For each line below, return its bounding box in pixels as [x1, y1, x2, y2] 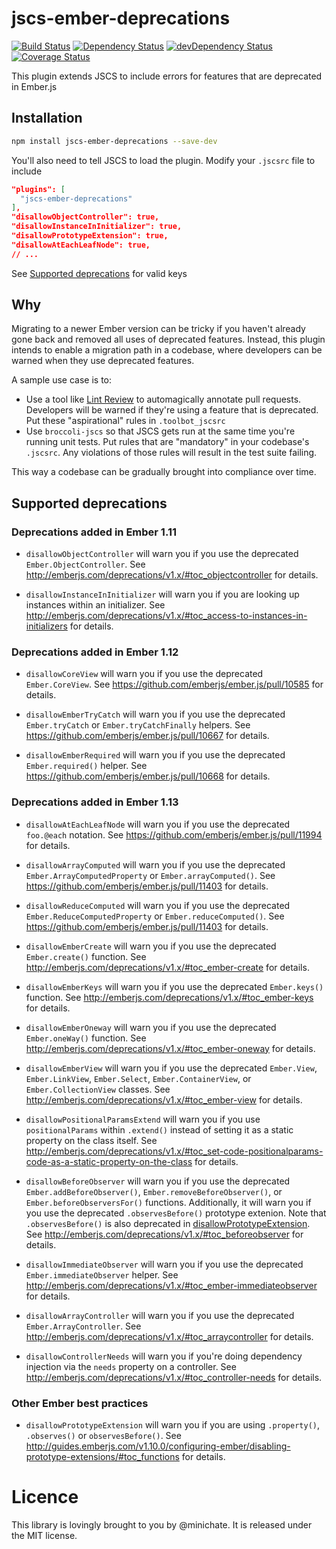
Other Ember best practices [11, 1396, 149, 1410]
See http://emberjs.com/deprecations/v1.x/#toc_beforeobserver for [25, 1228, 304, 1240]
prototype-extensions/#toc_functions [25, 1451, 180, 1463]
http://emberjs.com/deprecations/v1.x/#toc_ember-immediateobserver [25, 1279, 318, 1291]
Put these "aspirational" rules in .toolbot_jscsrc [25, 415, 226, 427]
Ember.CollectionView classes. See [25, 1083, 171, 1095]
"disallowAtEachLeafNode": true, [11, 240, 151, 250]
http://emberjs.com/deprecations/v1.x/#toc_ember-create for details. [25, 961, 310, 973]
